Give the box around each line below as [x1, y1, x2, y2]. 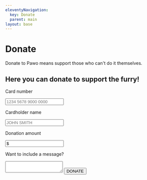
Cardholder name [5, 110, 42, 115]
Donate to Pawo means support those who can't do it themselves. [5, 60, 142, 66]
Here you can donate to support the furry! [5, 75, 140, 84]
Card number [5, 88, 33, 94]
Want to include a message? [5, 151, 64, 157]
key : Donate [10, 12, 35, 17]
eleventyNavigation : [5, 7, 49, 13]
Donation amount [5, 130, 41, 136]
